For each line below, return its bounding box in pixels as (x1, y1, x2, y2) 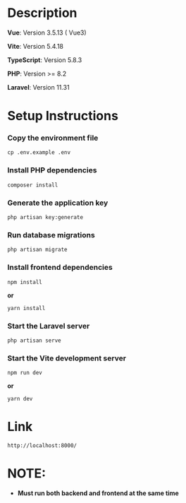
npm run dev (7, 369, 42, 377)
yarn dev (7, 396, 33, 403)
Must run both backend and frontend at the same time (17, 489, 180, 497)
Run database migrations (7, 230, 95, 239)
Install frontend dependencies (7, 263, 113, 273)
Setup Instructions (7, 108, 118, 124)
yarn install (7, 304, 46, 312)
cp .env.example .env (7, 149, 71, 156)
